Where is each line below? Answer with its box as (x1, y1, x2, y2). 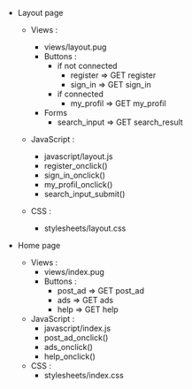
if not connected (57, 61, 118, 71)
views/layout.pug (43, 42, 107, 52)
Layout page (17, 8, 64, 18)
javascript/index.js (43, 323, 111, 333)
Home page (17, 240, 61, 250)
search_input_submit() (43, 189, 126, 199)
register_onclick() (43, 161, 108, 171)
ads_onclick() (43, 342, 93, 352)
